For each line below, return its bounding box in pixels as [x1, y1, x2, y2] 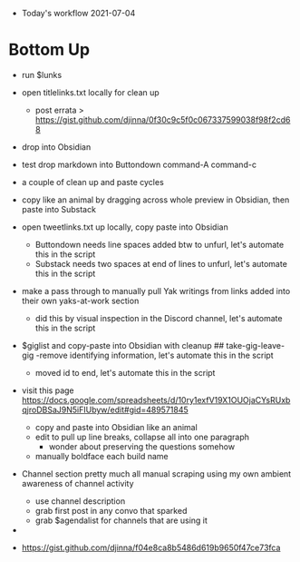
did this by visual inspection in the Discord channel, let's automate [34, 312, 283, 323]
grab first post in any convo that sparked [34, 505, 188, 516]
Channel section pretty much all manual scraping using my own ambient [21, 468, 292, 479]
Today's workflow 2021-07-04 [21, 8, 136, 18]
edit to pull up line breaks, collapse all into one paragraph [34, 431, 250, 442]
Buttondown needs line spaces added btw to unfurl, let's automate [34, 239, 285, 250]
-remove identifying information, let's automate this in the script [35, 350, 274, 360]
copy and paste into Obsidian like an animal [34, 421, 198, 432]
